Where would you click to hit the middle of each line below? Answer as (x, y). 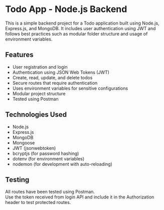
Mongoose (24, 143)
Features (19, 55)
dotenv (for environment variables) (48, 158)
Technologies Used (36, 115)
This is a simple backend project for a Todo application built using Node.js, (82, 23)
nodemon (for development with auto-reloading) (62, 164)
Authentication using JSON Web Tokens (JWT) (61, 72)
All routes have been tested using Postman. (50, 192)
